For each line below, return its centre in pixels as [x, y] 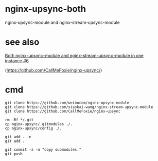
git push [14, 154]
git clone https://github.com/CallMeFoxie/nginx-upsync [63, 111]
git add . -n [18, 137]
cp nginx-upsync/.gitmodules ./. [39, 124]
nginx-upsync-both [46, 9]
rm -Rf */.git [19, 120]
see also [22, 42]
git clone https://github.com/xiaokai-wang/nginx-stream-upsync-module [79, 107]
